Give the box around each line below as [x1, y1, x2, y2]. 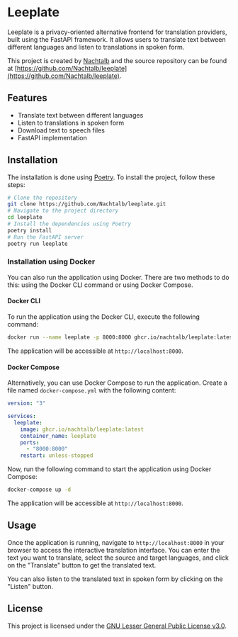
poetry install [7, 227, 52, 234]
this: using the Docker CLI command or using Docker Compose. [7, 281, 193, 289]
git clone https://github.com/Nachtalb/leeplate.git [7, 201, 166, 208]
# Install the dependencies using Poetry [7, 220, 132, 227]
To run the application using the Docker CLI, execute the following [7, 312, 200, 321]
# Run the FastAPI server [7, 233, 84, 241]
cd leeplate [7, 214, 42, 221]
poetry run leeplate [7, 240, 69, 247]
